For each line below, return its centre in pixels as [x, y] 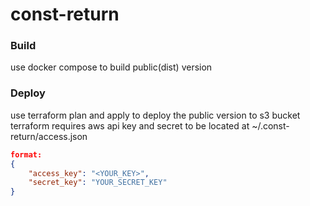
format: [26, 154]
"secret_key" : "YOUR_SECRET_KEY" [98, 183]
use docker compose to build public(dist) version [111, 67]
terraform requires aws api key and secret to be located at [130, 125]
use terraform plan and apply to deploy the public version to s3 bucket [155, 115]
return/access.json [49, 136]
